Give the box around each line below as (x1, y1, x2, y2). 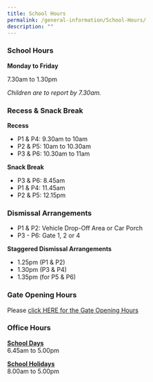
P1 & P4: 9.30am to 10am (17, 134, 88, 143)
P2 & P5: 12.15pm (17, 191, 66, 199)
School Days (7, 338, 44, 347)
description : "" (7, 23, 54, 30)
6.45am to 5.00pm (7, 346, 60, 354)
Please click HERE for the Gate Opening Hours (7, 306, 139, 314)
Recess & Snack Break (7, 105, 84, 115)
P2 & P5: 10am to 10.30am (17, 142, 92, 150)
